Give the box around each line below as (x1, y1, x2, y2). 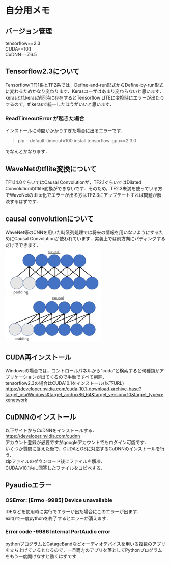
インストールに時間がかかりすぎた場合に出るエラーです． (5, 128, 126, 134)
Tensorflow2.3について (5, 67, 80, 76)
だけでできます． (5, 242, 41, 248)
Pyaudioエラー (5, 481, 52, 490)
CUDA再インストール (5, 353, 72, 361)
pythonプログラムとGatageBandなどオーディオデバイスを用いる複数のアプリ (5, 541, 166, 547)
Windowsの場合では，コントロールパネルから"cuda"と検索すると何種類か (5, 367, 160, 373)
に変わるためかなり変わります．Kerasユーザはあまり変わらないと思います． (5, 88, 164, 94)
